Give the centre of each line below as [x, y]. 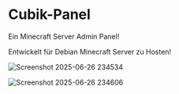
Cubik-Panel [49, 15]
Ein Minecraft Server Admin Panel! [64, 36]
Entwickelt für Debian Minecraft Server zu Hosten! [90, 51]
